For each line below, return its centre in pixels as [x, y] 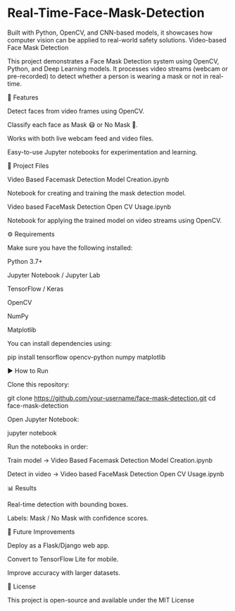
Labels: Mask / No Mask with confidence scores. [78, 518]
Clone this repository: [39, 384]
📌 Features [23, 97]
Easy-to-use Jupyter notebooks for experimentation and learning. [102, 152]
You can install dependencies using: [60, 343]
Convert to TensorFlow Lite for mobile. [63, 559]
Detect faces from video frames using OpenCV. [76, 111]
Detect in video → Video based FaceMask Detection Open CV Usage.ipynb [116, 473]
